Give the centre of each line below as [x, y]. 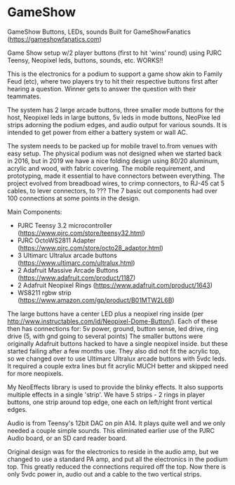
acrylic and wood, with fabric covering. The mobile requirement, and [106, 168]
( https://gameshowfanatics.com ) [54, 39]
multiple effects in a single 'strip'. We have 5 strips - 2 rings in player [106, 394]
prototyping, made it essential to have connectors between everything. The [116, 176]
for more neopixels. [35, 373]
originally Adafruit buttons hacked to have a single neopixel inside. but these [117, 343]
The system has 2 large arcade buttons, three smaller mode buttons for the [116, 110]
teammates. [25, 96]
